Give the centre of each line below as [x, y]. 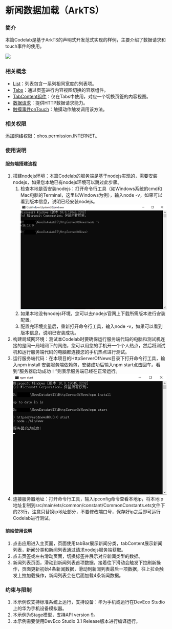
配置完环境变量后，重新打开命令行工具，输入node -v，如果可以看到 [91, 326]
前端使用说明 [19, 531]
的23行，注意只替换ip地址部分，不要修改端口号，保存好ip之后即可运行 [87, 512]
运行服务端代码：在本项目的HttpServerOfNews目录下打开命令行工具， [87, 359]
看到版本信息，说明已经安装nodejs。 [59, 202]
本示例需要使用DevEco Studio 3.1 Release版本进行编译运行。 [77, 621]
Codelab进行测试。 [33, 518]
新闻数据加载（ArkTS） [55, 11]
